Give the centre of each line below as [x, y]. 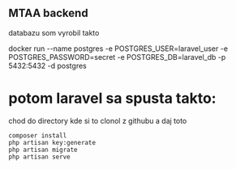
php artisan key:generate [52, 142]
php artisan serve [39, 157]
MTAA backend [48, 13]
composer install [38, 135]
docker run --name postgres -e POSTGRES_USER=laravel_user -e [118, 49]
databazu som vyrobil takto [54, 32]
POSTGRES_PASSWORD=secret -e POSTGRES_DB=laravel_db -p [117, 57]
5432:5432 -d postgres [47, 65]
